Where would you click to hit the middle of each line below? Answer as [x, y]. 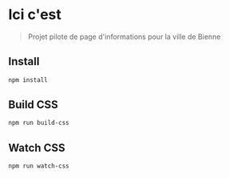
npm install [28, 80]
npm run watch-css [39, 166]
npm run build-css [39, 123]
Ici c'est [35, 15]
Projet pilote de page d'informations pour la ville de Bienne [124, 37]
